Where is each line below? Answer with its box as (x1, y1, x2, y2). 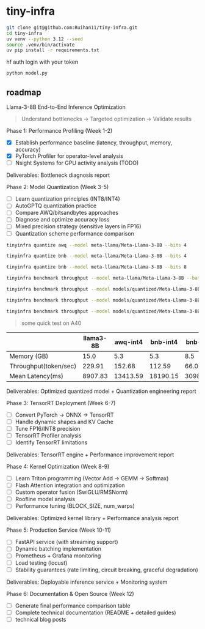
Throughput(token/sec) (9, 362, 77, 370)
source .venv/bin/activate (6, 42, 75, 48)
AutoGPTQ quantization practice (15, 202, 97, 209)
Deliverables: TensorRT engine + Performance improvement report (6, 451, 174, 458)
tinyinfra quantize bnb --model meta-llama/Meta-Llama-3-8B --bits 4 (6, 253, 187, 259)
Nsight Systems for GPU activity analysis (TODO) (15, 159, 139, 166)
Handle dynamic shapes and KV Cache (15, 418, 114, 425)
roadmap (6, 87, 41, 97)
